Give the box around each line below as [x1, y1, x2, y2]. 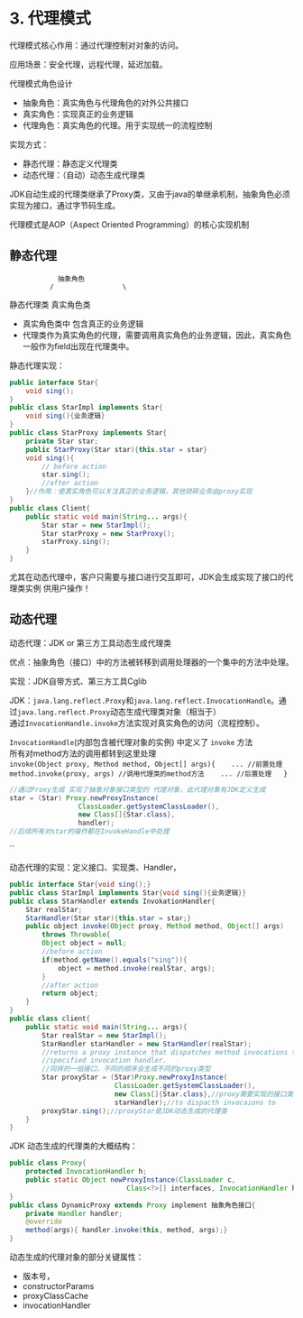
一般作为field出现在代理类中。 [22, 340, 134, 352]
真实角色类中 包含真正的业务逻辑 [22, 318, 144, 329]
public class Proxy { [9, 1158, 87, 1168]
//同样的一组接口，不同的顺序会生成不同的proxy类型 [41, 1065, 212, 1074]
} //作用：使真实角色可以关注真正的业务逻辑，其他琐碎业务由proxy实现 [25, 487, 252, 496]
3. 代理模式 [9, 8, 92, 29]
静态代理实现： [9, 360, 65, 371]
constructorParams [22, 1281, 95, 1292]
